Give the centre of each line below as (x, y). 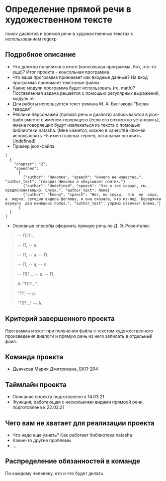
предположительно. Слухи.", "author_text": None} (58, 190)
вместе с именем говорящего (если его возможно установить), (92, 120)
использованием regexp (31, 39)
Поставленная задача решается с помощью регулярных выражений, (86, 93)
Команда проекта (34, 357)
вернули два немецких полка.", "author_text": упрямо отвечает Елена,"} (83, 203)
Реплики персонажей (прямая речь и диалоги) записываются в (80, 114)
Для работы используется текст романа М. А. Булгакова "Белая (81, 104)
